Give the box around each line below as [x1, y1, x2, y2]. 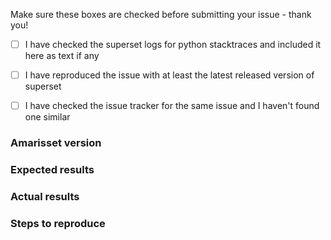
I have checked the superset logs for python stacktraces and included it [24, 39, 322, 50]
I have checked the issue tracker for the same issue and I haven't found [24, 100, 320, 112]
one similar [24, 111, 71, 123]
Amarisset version [10, 136, 102, 150]
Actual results [10, 189, 80, 203]
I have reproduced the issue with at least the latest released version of [24, 69, 315, 81]
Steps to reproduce [10, 216, 106, 230]
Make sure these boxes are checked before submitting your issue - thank [10, 9, 312, 20]
